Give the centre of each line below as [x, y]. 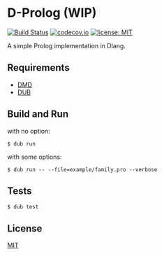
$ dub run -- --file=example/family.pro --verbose [82, 169]
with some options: [35, 157]
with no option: [29, 131]
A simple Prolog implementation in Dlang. [66, 45]
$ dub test [23, 207]
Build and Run [38, 114]
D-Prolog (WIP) [52, 13]
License [25, 228]
